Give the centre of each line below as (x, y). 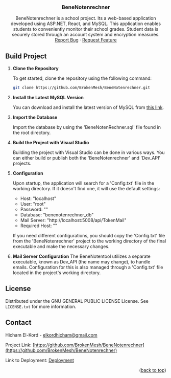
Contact (18, 323)
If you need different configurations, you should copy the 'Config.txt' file (89, 235)
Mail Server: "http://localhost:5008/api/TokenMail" (73, 220)
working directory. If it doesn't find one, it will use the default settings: (86, 188)
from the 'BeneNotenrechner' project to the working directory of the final (89, 241)
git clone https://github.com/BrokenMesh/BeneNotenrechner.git (81, 88)
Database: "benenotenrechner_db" (57, 215)
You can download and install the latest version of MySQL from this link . (88, 107)
